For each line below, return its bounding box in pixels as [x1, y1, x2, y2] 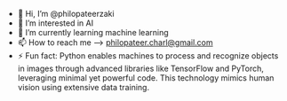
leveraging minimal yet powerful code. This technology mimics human [17, 73, 275, 83]
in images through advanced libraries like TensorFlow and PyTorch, [17, 63, 264, 74]
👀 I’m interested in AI [17, 18, 94, 28]
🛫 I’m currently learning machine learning [17, 27, 169, 37]
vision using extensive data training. [17, 82, 149, 92]
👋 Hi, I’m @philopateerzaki [17, 9, 115, 19]
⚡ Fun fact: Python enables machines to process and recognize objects [17, 50, 279, 61]
